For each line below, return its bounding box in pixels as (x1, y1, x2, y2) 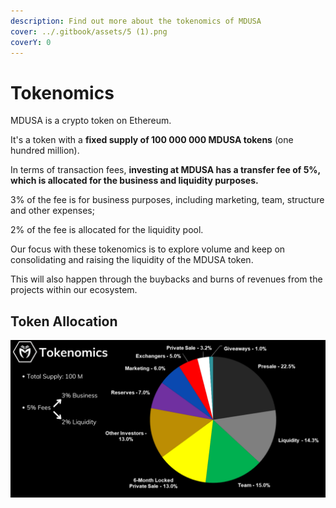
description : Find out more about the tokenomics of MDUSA (10, 16, 262, 26)
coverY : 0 (10, 37, 52, 47)
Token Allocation (10, 313, 118, 330)
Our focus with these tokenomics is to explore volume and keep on (10, 243, 286, 255)
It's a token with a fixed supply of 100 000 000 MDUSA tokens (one (10, 134, 294, 146)
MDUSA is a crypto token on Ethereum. (10, 115, 172, 127)
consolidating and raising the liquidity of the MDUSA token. (10, 254, 254, 266)
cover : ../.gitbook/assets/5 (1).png (10, 26, 168, 37)
